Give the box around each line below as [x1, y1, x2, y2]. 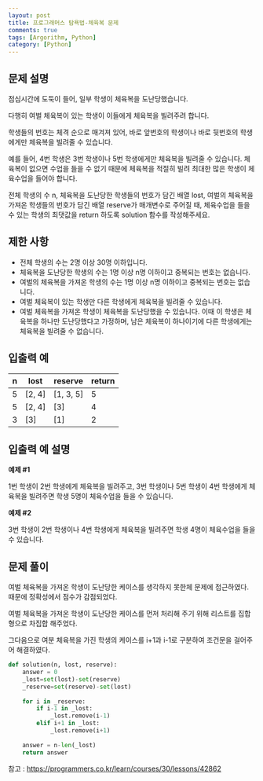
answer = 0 [22, 669, 58, 676]
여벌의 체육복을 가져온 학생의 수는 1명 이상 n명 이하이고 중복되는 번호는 [19, 277, 236, 287]
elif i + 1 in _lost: [36, 720, 100, 728]
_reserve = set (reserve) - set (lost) [22, 683, 132, 691]
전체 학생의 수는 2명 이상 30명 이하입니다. [19, 257, 148, 267]
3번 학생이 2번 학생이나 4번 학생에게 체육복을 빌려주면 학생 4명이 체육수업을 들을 [8, 525, 256, 534]
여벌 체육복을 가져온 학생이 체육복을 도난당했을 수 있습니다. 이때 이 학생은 [19, 306, 244, 316]
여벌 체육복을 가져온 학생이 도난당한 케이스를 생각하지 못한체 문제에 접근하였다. [8, 582, 250, 592]
